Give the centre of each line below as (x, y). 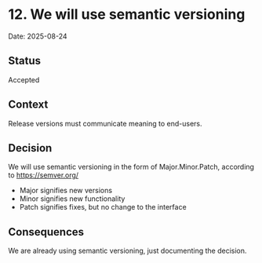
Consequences (46, 232)
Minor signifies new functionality (72, 199)
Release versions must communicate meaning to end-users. (105, 123)
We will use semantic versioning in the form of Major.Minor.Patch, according (131, 167)
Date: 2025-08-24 (38, 36)
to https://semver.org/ (44, 175)
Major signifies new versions (65, 191)
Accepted (24, 79)
